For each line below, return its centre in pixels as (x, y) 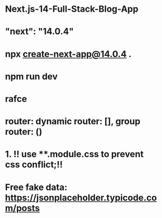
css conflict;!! (34, 165)
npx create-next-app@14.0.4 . (68, 54)
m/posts (23, 208)
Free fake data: (36, 187)
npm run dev (31, 76)
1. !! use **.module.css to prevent (74, 154)
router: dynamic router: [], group (73, 122)
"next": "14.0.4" (40, 32)
